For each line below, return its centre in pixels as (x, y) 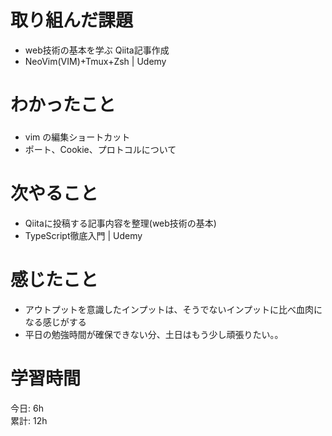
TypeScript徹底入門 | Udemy (83, 235)
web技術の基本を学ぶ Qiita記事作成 (97, 50)
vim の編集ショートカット (77, 137)
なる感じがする (55, 322)
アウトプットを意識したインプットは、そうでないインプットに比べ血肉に (173, 309)
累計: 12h (29, 420)
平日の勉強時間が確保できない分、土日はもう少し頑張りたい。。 (154, 334)
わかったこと (63, 105)
